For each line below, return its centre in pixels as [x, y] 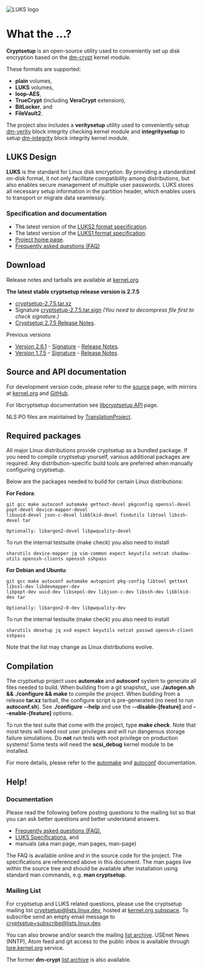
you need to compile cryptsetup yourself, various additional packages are [98, 457]
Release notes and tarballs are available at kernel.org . [73, 279]
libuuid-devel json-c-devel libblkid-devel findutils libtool [86, 515]
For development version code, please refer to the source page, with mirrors [101, 387]
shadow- [181, 554]
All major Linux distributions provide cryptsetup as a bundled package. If [97, 450]
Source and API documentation [66, 372]
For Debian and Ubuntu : [37, 570]
